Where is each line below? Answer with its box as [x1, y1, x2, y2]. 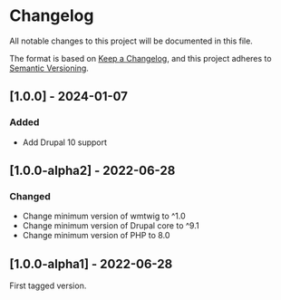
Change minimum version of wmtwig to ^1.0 [22, 210, 186, 222]
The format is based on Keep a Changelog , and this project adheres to [9, 53, 272, 63]
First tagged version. [9, 280, 87, 291]
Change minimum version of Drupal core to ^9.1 [22, 220, 199, 231]
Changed [9, 189, 52, 202]
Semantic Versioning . [9, 63, 89, 73]
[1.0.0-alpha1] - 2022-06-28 [9, 256, 173, 272]
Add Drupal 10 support [22, 137, 107, 148]
